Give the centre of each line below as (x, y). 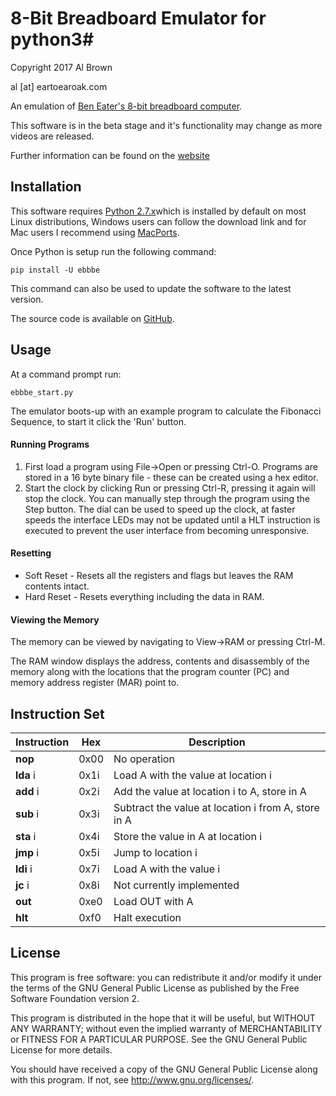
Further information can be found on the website (110, 155)
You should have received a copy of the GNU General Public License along (164, 1069)
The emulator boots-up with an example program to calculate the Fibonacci (166, 411)
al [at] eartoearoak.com (59, 86)
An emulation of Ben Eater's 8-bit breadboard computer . (126, 106)
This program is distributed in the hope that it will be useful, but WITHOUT (163, 1018)
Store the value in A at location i (188, 836)
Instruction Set (57, 713)
